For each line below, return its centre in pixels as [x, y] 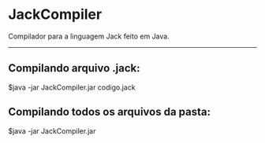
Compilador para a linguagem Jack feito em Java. [89, 36]
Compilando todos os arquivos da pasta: [110, 112]
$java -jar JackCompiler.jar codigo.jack [72, 87]
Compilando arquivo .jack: [74, 68]
